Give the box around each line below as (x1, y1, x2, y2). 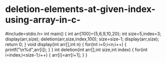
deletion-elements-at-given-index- (5, 3, 155, 15)
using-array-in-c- (5, 14, 81, 25)
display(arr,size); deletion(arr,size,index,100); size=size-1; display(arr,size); (5, 36, 159, 42)
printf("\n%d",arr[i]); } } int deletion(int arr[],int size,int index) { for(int (5, 46, 148, 52)
